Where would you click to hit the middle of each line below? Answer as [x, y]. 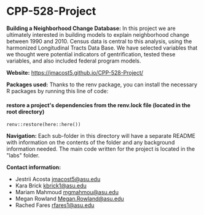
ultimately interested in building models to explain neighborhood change [98, 34]
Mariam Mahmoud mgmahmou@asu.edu [67, 192]
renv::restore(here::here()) [44, 125]
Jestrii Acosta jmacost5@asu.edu [58, 179]
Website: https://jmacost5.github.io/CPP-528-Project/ [75, 72]
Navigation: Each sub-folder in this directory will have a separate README [101, 136]
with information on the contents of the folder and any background [91, 143]
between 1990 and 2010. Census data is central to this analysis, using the [99, 41]
